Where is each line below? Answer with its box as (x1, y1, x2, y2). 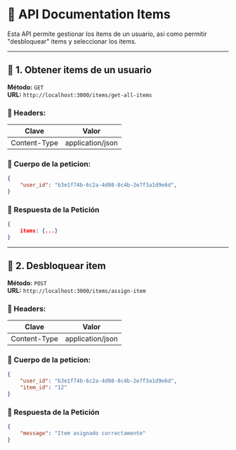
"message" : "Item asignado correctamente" (20, 430, 146, 437)
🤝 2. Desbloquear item (7, 260, 107, 272)
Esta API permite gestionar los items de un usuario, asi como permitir (7, 30, 207, 38)
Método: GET (7, 82, 44, 91)
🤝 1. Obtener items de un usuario (7, 64, 152, 76)
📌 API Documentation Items (7, 6, 171, 23)
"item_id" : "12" (20, 384, 68, 392)
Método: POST (7, 278, 47, 287)
